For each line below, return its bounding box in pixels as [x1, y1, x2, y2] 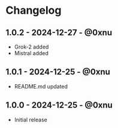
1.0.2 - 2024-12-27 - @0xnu [5, 28, 113, 38]
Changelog [5, 4, 62, 17]
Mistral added [14, 50, 49, 57]
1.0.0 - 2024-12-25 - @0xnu [5, 100, 113, 111]
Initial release [14, 116, 47, 123]
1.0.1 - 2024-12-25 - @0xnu [5, 67, 110, 77]
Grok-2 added [14, 43, 49, 50]
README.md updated [14, 83, 68, 90]
